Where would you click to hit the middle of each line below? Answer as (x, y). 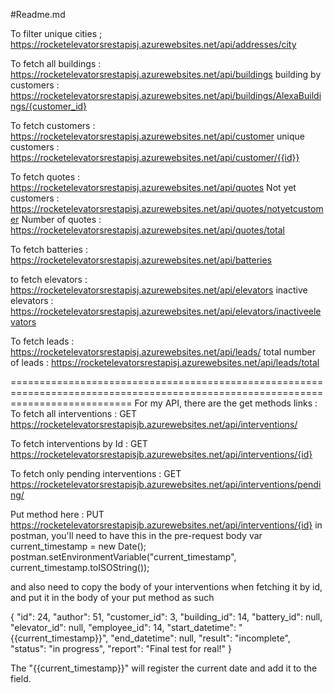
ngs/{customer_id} (49, 106)
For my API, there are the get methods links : (226, 403)
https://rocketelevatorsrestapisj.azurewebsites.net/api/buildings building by (166, 74)
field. (21, 678)
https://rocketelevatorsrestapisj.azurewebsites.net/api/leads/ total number (163, 352)
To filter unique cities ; (56, 33)
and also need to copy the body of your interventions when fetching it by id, (166, 587)
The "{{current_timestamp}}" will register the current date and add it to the (164, 668)
